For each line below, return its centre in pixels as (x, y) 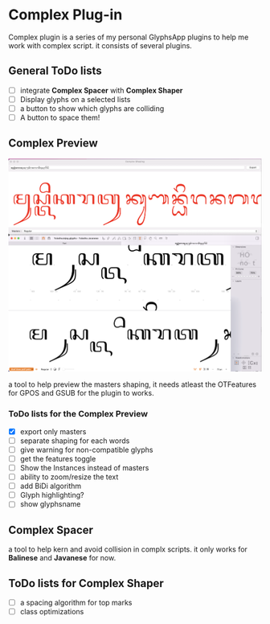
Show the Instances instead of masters (84, 468)
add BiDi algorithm (51, 486)
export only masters (53, 431)
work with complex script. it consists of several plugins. (100, 45)
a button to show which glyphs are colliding (92, 108)
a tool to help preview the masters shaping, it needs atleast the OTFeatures (133, 384)
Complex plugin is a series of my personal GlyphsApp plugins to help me (129, 37)
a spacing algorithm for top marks (76, 602)
